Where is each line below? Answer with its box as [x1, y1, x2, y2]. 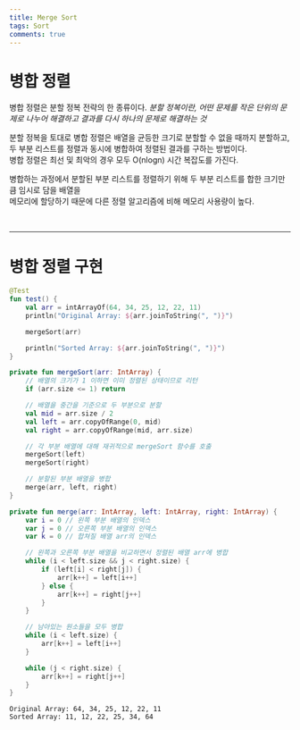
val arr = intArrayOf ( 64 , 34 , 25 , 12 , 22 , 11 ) [25, 303, 202, 312]
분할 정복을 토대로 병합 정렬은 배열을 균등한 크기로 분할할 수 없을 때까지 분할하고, [9, 132, 290, 143]
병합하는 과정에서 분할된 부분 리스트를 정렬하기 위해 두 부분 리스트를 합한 [9, 173, 262, 184]
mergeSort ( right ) [25, 458, 90, 467]
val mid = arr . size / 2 [25, 408, 114, 418]
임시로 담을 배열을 [18, 185, 81, 196]
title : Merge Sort [9, 13, 78, 22]
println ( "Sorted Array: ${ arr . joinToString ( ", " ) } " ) [25, 343, 226, 353]
